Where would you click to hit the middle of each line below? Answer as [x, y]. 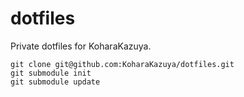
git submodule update [55, 82]
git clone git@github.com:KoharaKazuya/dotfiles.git [122, 64]
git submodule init [51, 73]
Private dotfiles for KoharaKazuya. [81, 46]
